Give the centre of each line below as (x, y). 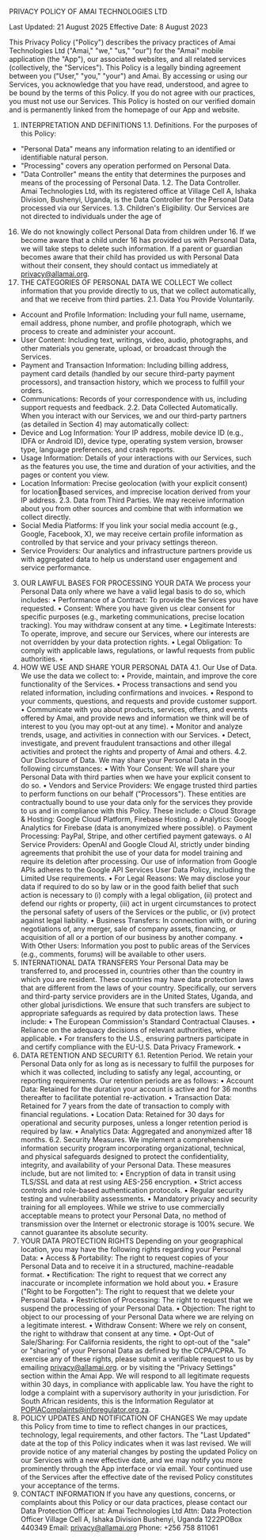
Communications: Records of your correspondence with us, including (134, 399)
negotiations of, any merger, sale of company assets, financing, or (128, 929)
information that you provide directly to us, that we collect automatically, (138, 291)
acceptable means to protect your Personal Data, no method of (123, 1215)
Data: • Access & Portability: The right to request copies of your (124, 1258)
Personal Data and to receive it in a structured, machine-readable (127, 1266)
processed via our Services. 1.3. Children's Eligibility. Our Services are (135, 208)
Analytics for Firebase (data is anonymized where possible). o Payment (136, 828)
